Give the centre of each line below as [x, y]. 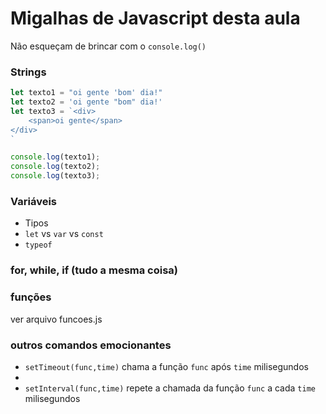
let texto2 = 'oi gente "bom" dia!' [86, 102]
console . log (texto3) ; [55, 176]
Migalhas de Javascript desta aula [155, 18]
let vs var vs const [64, 234]
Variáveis [33, 202]
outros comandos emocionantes [91, 345]
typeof [38, 245]
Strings [28, 72]
